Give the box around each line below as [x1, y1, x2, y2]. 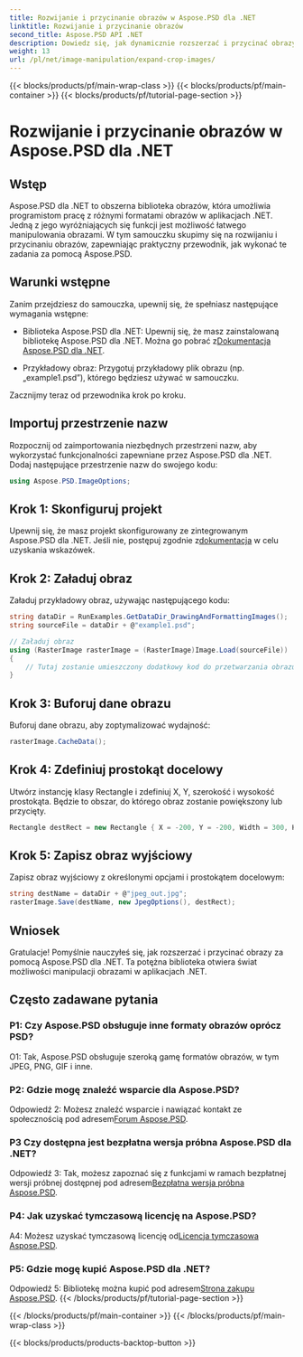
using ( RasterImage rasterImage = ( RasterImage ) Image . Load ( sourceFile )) [9, 646, 289, 655]
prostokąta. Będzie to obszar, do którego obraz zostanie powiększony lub [9, 796, 283, 806]
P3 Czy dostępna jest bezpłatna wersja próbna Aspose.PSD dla [9, 1136, 291, 1148]
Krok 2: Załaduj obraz [9, 570, 133, 586]
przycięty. [9, 806, 47, 816]
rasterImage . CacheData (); [9, 738, 106, 747]
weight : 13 [9, 47, 50, 56]
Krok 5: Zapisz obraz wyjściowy [9, 848, 193, 863]
